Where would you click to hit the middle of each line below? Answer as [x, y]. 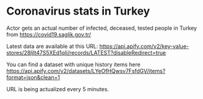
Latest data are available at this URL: [52, 46]
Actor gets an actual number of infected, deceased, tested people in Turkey [102, 28]
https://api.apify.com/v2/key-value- [144, 46]
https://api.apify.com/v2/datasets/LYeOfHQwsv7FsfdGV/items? [86, 70]
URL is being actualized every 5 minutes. [57, 89]
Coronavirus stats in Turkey [78, 11]
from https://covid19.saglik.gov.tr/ [49, 34]
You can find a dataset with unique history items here [73, 64]
